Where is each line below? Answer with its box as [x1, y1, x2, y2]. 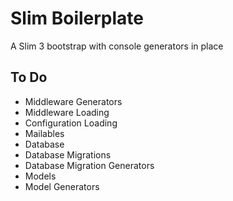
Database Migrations [24, 148, 112, 161]
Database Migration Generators [24, 159, 155, 171]
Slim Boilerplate [10, 7, 145, 30]
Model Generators [24, 180, 100, 192]
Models [24, 170, 57, 182]
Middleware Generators [24, 95, 123, 107]
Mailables [24, 127, 65, 139]
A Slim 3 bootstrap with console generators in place [10, 40, 224, 52]
